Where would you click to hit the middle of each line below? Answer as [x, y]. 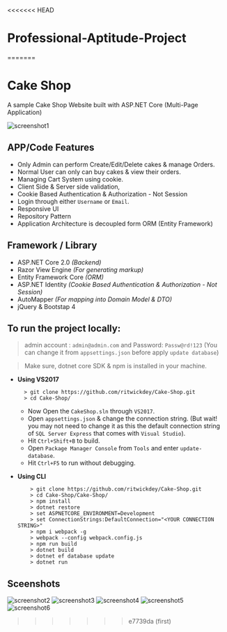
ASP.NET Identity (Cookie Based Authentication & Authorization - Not [117, 284]
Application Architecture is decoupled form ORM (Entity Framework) [115, 223]
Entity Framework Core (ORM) [61, 277]
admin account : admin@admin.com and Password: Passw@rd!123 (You [121, 345]
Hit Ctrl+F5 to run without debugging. [81, 463]
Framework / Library [52, 245]
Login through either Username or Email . [73, 201]
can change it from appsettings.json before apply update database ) [122, 353]
